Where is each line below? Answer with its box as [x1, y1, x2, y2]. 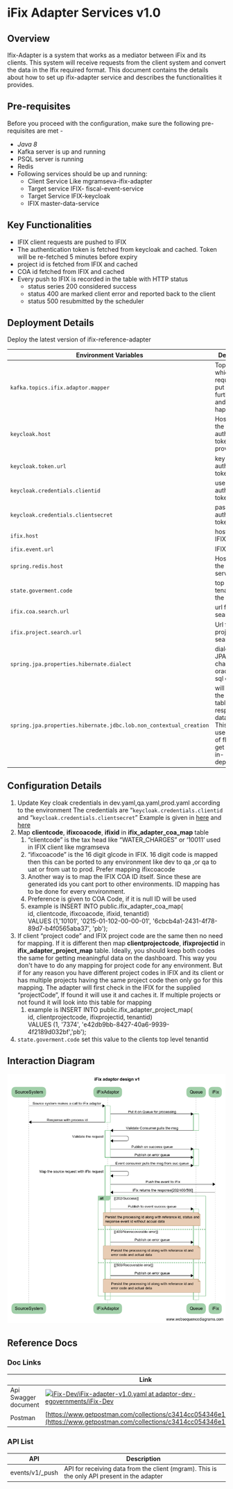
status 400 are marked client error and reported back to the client [27, 289, 216, 298]
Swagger [10, 1393, 36, 1401]
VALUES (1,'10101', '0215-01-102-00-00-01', [27, 917, 151, 925]
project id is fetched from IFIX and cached [17, 259, 138, 268]
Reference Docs [7, 1337, 78, 1349]
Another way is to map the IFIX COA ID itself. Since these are [27, 872, 201, 880]
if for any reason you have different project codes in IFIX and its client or [17, 968, 224, 976]
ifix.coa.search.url [10, 608, 70, 615]
